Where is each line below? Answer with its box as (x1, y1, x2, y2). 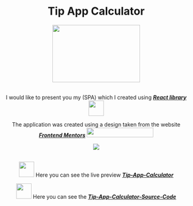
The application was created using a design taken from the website (12, 120, 181, 128)
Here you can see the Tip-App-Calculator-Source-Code (32, 193, 177, 200)
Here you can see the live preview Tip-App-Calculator (35, 171, 174, 178)
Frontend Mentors (38, 131, 86, 139)
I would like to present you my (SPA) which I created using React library (5, 94, 187, 101)
